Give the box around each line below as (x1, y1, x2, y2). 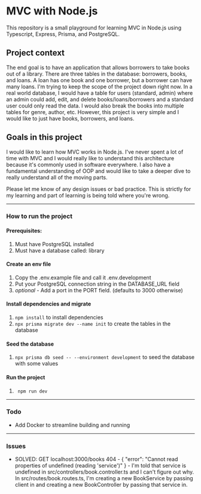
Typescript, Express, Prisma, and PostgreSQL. (6, 30, 120, 37)
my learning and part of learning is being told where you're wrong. (6, 191, 170, 199)
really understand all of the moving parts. (6, 173, 108, 181)
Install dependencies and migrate (6, 300, 92, 307)
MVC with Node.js (6, 4, 98, 18)
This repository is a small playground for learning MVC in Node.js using (6, 24, 181, 31)
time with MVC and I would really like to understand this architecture (6, 154, 175, 161)
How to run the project (6, 212, 73, 220)
